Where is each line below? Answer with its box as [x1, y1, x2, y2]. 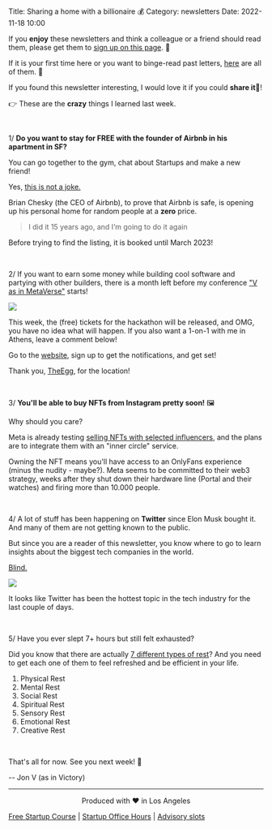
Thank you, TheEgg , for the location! [8, 366, 131, 376]
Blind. [8, 563, 28, 572]
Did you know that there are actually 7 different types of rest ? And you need [8, 650, 261, 659]
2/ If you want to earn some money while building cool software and [8, 269, 236, 278]
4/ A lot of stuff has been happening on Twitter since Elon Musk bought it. [8, 514, 257, 523]
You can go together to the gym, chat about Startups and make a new [8, 157, 241, 167]
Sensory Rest [19, 708, 66, 718]
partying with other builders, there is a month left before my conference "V [8, 278, 257, 287]
